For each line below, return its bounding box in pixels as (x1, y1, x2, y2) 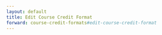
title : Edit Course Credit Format (6, 14, 93, 20)
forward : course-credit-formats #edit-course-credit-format (6, 20, 157, 26)
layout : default (6, 8, 47, 15)
